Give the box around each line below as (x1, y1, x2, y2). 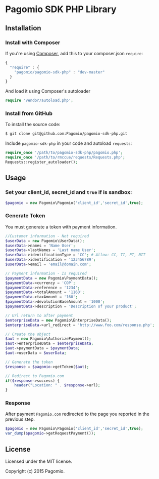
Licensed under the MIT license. (5, 458, 72, 464)
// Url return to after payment (5, 313, 73, 318)
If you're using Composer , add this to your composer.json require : (5, 50, 143, 56)
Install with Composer (5, 39, 61, 46)
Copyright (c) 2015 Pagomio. (5, 468, 65, 474)
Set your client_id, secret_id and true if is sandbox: (5, 189, 132, 196)
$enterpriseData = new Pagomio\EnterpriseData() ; (5, 317, 112, 323)
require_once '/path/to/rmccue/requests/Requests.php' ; (5, 155, 125, 160)
